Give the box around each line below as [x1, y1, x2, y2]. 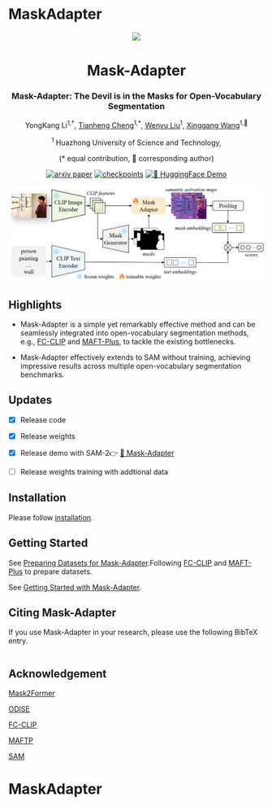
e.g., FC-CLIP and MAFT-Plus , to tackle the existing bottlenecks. [19, 337, 236, 347]
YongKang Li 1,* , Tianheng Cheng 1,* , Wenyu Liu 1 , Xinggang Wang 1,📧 [24, 119, 248, 130]
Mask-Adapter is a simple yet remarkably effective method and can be [19, 319, 256, 330]
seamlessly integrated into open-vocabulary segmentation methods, [19, 328, 249, 338]
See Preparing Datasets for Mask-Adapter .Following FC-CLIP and [8, 558, 227, 567]
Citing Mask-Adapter [8, 606, 116, 620]
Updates [8, 393, 53, 407]
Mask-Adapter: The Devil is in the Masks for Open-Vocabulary [11, 90, 262, 102]
